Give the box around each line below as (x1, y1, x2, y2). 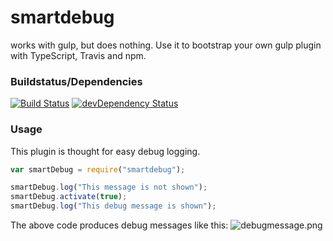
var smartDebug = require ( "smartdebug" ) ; (10, 164, 186, 175)
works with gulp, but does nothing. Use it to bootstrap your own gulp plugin (10, 39, 322, 51)
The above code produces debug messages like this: (10, 219, 229, 231)
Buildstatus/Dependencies (10, 74, 143, 88)
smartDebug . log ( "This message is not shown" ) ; (10, 182, 208, 193)
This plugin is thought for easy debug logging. (10, 145, 201, 157)
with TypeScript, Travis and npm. (10, 49, 147, 61)
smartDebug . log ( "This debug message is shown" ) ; (10, 201, 217, 211)
